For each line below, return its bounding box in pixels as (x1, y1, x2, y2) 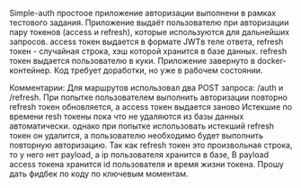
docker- (257, 56, 287, 66)
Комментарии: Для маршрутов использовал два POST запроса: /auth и (9, 83, 284, 93)
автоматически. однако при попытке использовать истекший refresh (9, 121, 275, 131)
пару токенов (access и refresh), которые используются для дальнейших (9, 27, 290, 37)
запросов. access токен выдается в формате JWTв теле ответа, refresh (9, 36, 284, 47)
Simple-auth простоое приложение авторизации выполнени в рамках (9, 8, 277, 18)
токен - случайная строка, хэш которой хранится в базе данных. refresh (9, 46, 288, 57)
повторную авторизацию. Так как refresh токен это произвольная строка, (9, 139, 293, 150)
